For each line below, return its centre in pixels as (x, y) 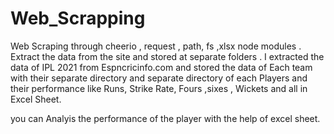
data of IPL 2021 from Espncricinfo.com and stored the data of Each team (161, 67)
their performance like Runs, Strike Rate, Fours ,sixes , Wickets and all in (159, 88)
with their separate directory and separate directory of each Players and (159, 78)
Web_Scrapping (78, 18)
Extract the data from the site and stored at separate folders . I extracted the (167, 56)
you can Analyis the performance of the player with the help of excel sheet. (165, 118)
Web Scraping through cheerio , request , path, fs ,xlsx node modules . (156, 46)
